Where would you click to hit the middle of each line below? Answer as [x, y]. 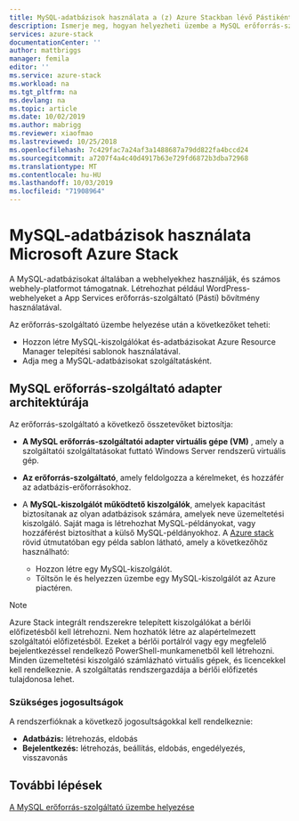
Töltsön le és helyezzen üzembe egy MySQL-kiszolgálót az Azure [155, 578]
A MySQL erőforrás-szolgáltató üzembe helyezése [102, 807]
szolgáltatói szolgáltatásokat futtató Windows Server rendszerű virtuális [154, 451]
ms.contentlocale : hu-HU [55, 175]
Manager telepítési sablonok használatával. [101, 351]
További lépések [56, 786]
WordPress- [228, 288]
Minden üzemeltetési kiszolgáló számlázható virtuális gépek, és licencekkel [148, 660]
